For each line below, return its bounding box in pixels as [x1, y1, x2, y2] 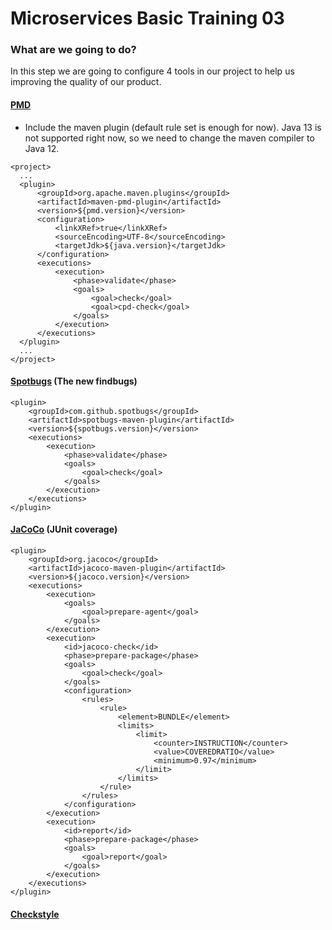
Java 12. [24, 142, 60, 154]
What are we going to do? [10, 43, 137, 57]
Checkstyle [10, 908, 60, 920]
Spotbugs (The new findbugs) [10, 375, 138, 387]
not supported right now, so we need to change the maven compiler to [24, 132, 315, 144]
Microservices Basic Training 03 [10, 7, 285, 30]
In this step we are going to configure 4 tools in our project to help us [10, 65, 295, 77]
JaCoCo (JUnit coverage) [10, 523, 118, 536]
